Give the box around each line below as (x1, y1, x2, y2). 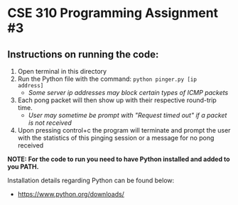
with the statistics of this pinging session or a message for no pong (17, 133, 215, 142)
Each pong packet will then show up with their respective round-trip (17, 96, 217, 104)
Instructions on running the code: (7, 48, 159, 60)
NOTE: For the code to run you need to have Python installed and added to (7, 155, 230, 163)
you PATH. (7, 162, 39, 171)
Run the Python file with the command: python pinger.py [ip (17, 74, 198, 83)
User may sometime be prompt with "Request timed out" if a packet (28, 111, 227, 119)
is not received (28, 118, 72, 127)
